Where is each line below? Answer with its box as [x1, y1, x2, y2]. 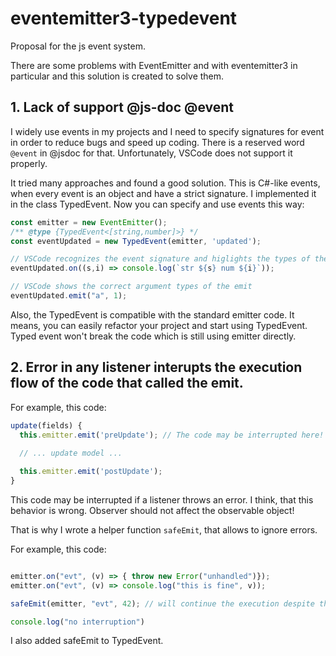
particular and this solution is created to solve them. [10, 70, 225, 82]
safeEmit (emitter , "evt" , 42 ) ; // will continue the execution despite [10, 598, 315, 609]
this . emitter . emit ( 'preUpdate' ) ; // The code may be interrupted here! [19, 430, 325, 440]
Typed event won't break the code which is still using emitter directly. [10, 330, 297, 342]
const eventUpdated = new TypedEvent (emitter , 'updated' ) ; [10, 236, 262, 246]
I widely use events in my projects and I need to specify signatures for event [10, 125, 325, 137]
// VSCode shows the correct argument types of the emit [10, 282, 253, 292]
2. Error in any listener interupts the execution [10, 359, 303, 376]
